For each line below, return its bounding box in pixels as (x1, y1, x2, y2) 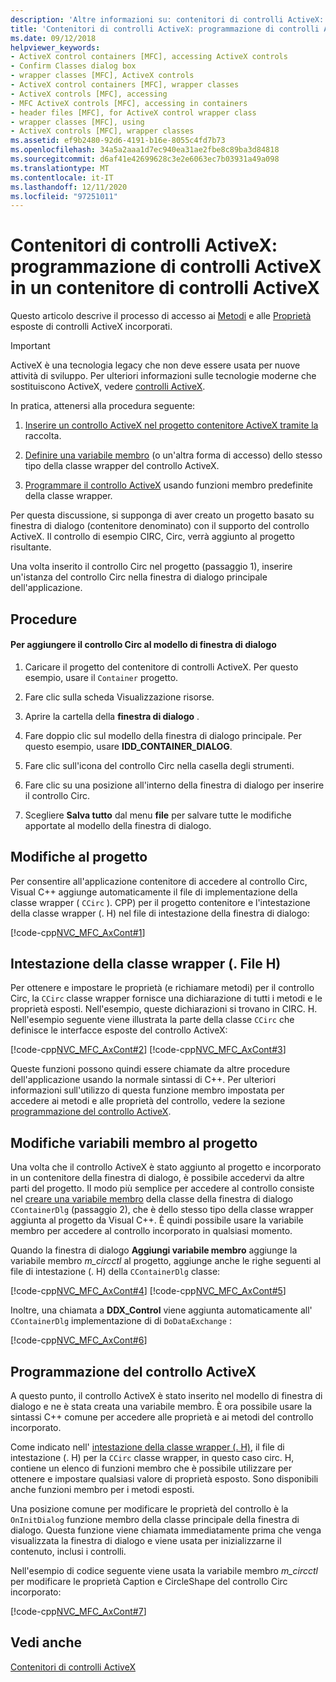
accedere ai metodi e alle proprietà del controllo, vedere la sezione (10, 1095, 286, 1107)
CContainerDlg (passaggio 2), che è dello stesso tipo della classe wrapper (10, 1204, 314, 1216)
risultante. (10, 541, 52, 553)
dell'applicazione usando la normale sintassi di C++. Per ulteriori (10, 1074, 277, 1086)
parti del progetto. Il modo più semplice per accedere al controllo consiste (10, 1182, 315, 1195)
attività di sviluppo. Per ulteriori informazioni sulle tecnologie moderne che (10, 370, 317, 382)
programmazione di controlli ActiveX (10, 256, 322, 278)
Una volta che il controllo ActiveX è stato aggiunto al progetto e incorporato (10, 1161, 322, 1173)
